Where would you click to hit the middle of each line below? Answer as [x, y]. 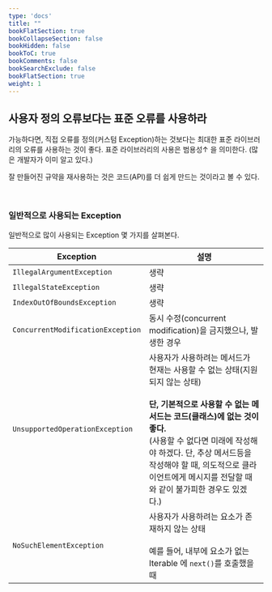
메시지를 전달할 [215, 477]
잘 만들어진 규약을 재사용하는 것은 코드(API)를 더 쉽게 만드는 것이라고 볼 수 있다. [134, 177]
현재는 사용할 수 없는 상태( [196, 369]
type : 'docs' [30, 16]
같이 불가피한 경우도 [194, 489]
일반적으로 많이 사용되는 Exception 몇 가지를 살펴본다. [94, 235]
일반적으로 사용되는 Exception [65, 215]
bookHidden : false [39, 46]
